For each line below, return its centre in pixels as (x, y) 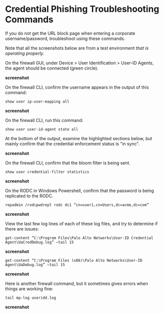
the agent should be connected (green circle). (52, 68)
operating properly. (25, 53)
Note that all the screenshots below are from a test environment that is (77, 48)
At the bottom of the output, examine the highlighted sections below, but (79, 138)
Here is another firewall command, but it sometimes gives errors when (77, 283)
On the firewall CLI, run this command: (44, 120)
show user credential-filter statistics (47, 172)
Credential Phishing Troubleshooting (82, 9)
